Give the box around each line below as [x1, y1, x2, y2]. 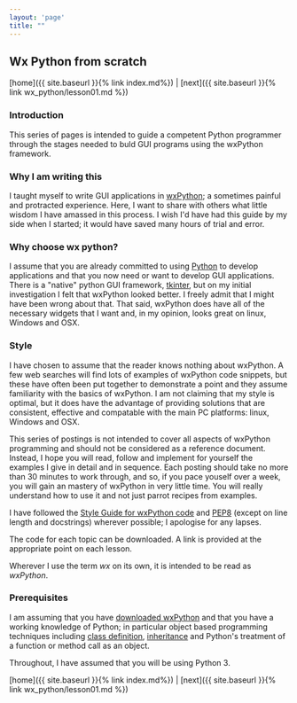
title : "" [9, 21, 46, 30]
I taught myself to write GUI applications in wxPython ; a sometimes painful [9, 190, 281, 200]
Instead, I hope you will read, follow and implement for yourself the [9, 452, 254, 463]
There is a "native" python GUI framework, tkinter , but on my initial [9, 280, 252, 291]
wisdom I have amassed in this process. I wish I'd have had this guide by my [9, 209, 288, 220]
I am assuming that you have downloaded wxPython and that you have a [9, 612, 274, 622]
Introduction [9, 109, 64, 121]
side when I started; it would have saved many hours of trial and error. [9, 218, 265, 229]
